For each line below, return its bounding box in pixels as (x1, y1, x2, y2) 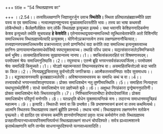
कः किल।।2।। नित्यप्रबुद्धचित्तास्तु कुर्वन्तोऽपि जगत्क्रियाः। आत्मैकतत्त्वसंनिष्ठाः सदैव (5, 69, 131, 74)
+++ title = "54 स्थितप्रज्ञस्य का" (5, 5, 61, 10)
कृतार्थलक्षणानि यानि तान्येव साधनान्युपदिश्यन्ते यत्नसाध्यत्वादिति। (5, 123, 101, 129)
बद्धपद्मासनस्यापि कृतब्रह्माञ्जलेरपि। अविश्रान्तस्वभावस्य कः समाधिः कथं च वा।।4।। (14, 74, 142, 80)
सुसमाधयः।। (132, 69, 153, 74)
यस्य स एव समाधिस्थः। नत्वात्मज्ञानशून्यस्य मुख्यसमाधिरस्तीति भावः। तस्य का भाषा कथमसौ (5, 20, 142, 25)
